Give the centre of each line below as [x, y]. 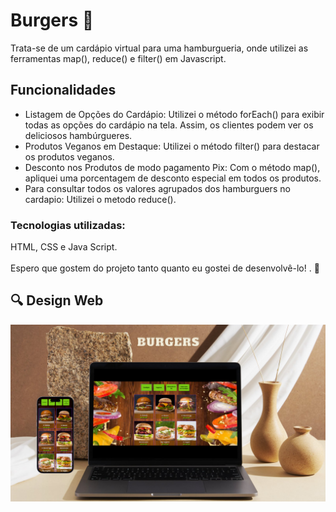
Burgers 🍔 [52, 20]
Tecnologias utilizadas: [68, 225]
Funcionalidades [63, 90]
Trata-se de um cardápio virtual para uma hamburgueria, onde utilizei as [159, 48]
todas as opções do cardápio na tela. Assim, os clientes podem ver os [169, 125]
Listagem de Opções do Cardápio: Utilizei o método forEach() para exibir [174, 114]
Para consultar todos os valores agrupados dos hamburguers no [157, 188]
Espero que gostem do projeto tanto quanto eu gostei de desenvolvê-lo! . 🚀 [165, 268]
